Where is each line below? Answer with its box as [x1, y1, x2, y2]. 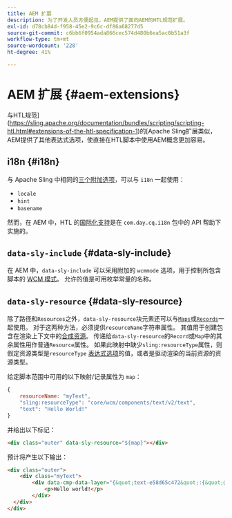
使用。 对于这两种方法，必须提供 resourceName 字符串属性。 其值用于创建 [12, 323, 217, 332]
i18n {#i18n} [7, 156, 60, 168]
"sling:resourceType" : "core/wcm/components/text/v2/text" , [19, 399, 196, 406]
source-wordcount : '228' [7, 42, 79, 49]
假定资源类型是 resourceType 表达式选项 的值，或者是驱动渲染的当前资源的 [7, 349, 215, 358]
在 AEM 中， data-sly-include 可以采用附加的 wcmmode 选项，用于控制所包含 [7, 266, 222, 275]
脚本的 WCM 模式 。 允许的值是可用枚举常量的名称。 [7, 275, 155, 284]
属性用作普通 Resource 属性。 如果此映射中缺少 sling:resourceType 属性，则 [12, 340, 223, 349]
